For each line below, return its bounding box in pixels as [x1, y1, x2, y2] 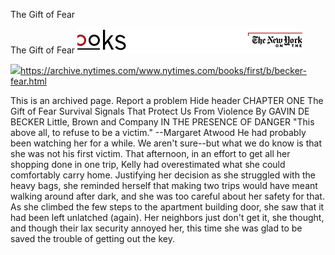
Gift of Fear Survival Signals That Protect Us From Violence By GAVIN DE [10, 105, 310, 117]
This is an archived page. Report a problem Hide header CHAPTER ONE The [10, 95, 324, 106]
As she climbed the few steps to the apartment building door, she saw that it [10, 201, 325, 213]
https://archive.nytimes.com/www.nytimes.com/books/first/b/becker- [20, 65, 307, 76]
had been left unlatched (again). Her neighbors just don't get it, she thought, [10, 212, 325, 223]
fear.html [10, 75, 47, 87]
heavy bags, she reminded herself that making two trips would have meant [10, 180, 318, 191]
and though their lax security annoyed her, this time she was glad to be [10, 222, 303, 234]
